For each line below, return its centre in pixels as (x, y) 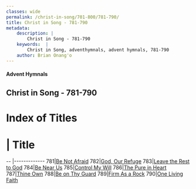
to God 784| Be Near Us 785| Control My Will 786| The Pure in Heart (86, 167)
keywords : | (33, 45)
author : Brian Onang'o (44, 55)
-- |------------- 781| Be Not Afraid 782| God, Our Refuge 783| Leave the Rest (98, 161)
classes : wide (23, 11)
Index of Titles (42, 118)
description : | (35, 34)
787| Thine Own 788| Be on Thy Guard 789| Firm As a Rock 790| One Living (95, 174)
